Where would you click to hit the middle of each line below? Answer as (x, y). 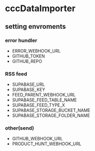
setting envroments (36, 27)
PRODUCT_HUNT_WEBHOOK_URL (47, 144)
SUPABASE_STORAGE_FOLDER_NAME (51, 115)
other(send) (19, 128)
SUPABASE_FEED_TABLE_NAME (44, 100)
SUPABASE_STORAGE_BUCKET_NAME (51, 111)
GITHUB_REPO (27, 61)
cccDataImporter (40, 9)
